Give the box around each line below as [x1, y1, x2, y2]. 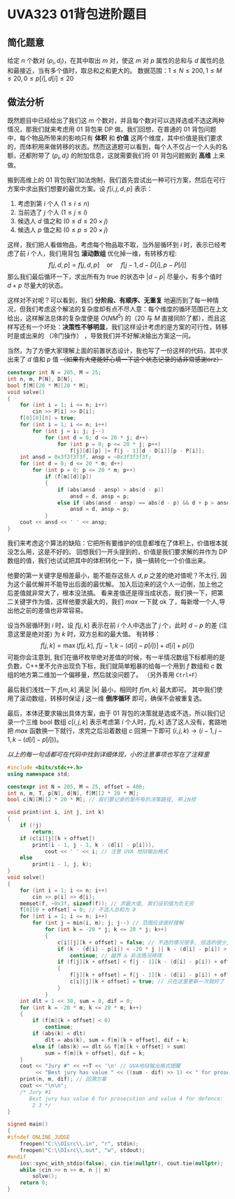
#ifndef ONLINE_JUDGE [7, 1134, 71, 1141]
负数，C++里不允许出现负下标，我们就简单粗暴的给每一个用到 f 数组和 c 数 [7, 661, 222, 670]
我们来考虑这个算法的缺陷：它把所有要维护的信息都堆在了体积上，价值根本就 [7, 538, 228, 547]
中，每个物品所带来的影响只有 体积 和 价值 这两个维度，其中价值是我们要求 [7, 134, 222, 142]
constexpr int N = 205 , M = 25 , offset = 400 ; [7, 783, 145, 790]
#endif [7, 1153, 27, 1161]
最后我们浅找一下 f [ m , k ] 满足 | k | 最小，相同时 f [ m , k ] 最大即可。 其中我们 [7, 685, 217, 694]
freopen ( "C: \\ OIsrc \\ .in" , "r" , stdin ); [20, 1140, 139, 1148]
